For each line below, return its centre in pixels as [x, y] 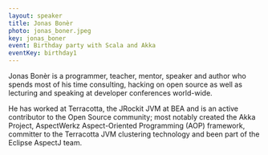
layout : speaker [35, 16]
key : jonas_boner [37, 38]
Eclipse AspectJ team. [45, 143]
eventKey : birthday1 [43, 53]
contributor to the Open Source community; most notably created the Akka [132, 117]
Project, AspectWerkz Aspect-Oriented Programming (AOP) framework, [127, 126]
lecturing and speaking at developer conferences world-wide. [110, 93]
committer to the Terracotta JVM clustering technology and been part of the [134, 134]
